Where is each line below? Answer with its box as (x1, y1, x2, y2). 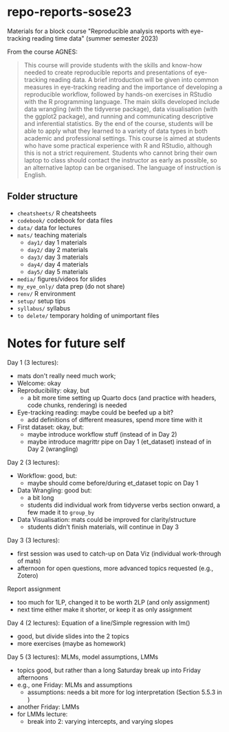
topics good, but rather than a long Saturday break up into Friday (17, 666, 201, 674)
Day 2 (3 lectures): (7, 458, 60, 466)
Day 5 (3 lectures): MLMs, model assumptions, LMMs (7, 652, 159, 661)
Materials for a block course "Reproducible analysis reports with (7, 27, 189, 35)
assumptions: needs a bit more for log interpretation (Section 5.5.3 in (27, 688, 222, 696)
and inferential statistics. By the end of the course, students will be (23, 119, 213, 127)
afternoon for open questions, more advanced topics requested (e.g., (17, 564, 214, 572)
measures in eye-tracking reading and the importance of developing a (23, 83, 223, 91)
